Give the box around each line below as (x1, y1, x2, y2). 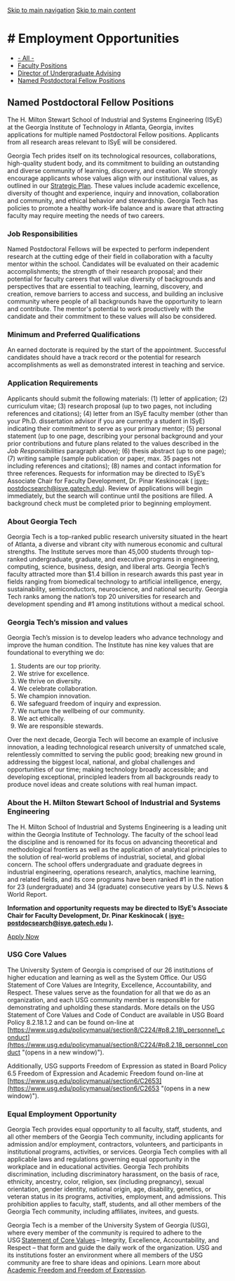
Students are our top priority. (17, 662, 102, 671)
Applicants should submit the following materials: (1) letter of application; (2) (7, 394, 228, 403)
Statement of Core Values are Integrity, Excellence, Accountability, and (7, 980, 212, 989)
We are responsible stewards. (17, 721, 104, 731)
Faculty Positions (17, 61, 68, 70)
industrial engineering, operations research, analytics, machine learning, (7, 867, 216, 876)
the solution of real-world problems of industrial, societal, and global (7, 852, 206, 861)
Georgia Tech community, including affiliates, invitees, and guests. (7, 1207, 199, 1216)
